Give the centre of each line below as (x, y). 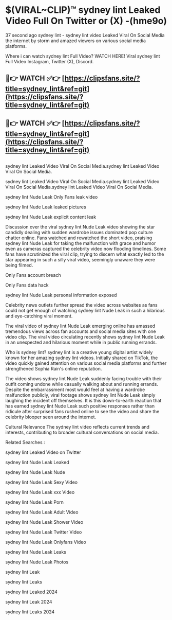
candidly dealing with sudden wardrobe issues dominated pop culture (79, 233)
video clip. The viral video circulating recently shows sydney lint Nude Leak (85, 337)
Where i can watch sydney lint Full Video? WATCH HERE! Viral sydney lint (83, 56)
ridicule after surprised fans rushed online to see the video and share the (82, 412)
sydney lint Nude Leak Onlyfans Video (46, 542)
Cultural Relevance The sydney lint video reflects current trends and (78, 427)
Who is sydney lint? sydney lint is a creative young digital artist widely (79, 352)
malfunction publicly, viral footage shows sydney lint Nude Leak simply (80, 395)
